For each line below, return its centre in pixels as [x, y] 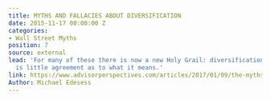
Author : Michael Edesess [50, 82]
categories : [28, 30]
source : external [37, 53]
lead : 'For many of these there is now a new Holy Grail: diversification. [138, 61]
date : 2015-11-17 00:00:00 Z [57, 23]
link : [17, 75]
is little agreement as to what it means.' [89, 68]
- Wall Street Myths [43, 38]
